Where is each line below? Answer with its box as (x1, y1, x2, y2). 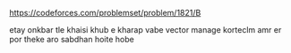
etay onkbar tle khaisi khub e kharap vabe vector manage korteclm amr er (9, 25, 282, 34)
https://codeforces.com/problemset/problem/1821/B (9, 8, 201, 18)
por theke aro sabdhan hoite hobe (9, 34, 134, 44)
